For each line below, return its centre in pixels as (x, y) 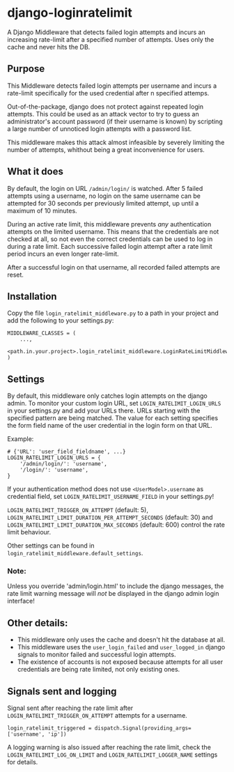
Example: (21, 439)
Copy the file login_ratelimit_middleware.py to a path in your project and (113, 313)
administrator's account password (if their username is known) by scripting (115, 121)
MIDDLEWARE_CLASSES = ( (42, 333)
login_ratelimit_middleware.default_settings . (75, 553)
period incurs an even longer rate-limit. (63, 254)
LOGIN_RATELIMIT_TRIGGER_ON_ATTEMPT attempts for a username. (97, 716)
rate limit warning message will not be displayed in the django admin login (113, 594)
